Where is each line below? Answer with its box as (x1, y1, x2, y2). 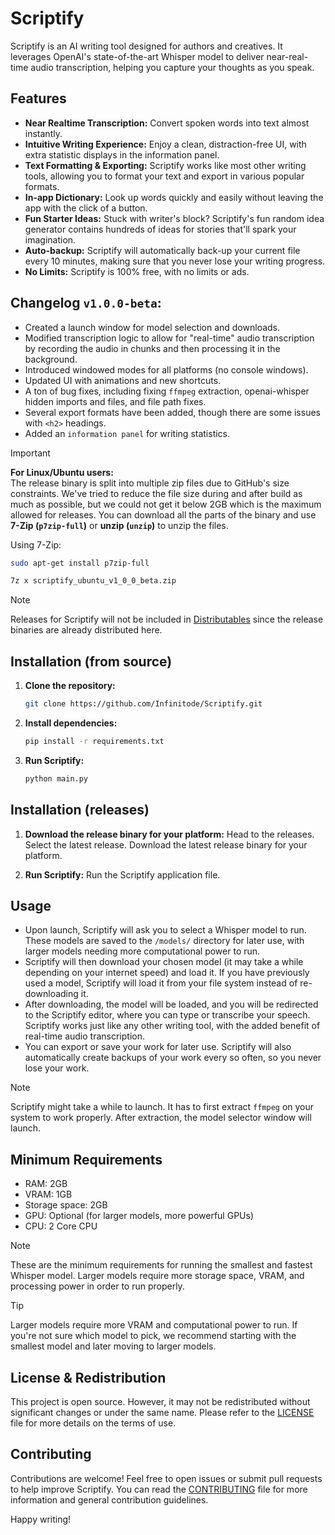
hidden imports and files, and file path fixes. (24, 395, 207, 407)
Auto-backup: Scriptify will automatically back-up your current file (24, 244, 301, 256)
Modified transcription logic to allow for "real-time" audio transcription (24, 332, 315, 344)
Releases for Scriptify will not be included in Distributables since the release (10, 613, 324, 626)
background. (24, 353, 78, 365)
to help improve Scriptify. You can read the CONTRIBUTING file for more (10, 1483, 308, 1495)
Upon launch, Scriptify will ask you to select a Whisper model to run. (24, 924, 307, 936)
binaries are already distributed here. (10, 624, 163, 636)
